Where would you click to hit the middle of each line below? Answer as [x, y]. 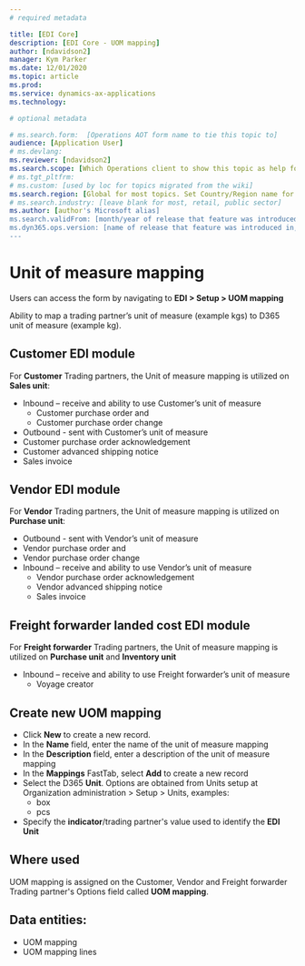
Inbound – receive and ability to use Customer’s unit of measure [142, 403]
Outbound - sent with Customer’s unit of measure [115, 432]
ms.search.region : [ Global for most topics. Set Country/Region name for [152, 194]
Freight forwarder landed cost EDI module [130, 625]
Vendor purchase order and [74, 548]
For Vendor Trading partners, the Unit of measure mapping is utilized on [144, 511]
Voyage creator [65, 684]
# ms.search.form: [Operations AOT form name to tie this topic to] [144, 135]
